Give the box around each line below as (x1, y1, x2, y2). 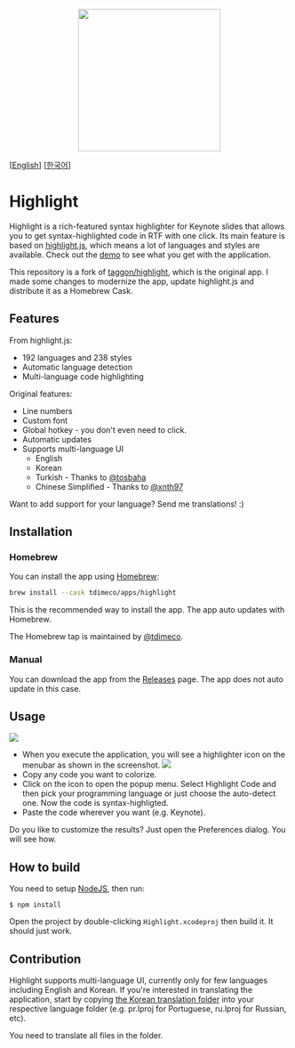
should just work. (9, 926, 73, 937)
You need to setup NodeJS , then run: (9, 883, 145, 894)
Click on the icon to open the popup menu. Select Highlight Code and (21, 779, 277, 790)
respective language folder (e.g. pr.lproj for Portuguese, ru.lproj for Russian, (9, 1003, 287, 1014)
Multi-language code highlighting (21, 370, 144, 382)
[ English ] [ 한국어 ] (9, 160, 71, 170)
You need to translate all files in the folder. (9, 1030, 163, 1041)
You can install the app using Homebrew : (9, 571, 160, 582)
